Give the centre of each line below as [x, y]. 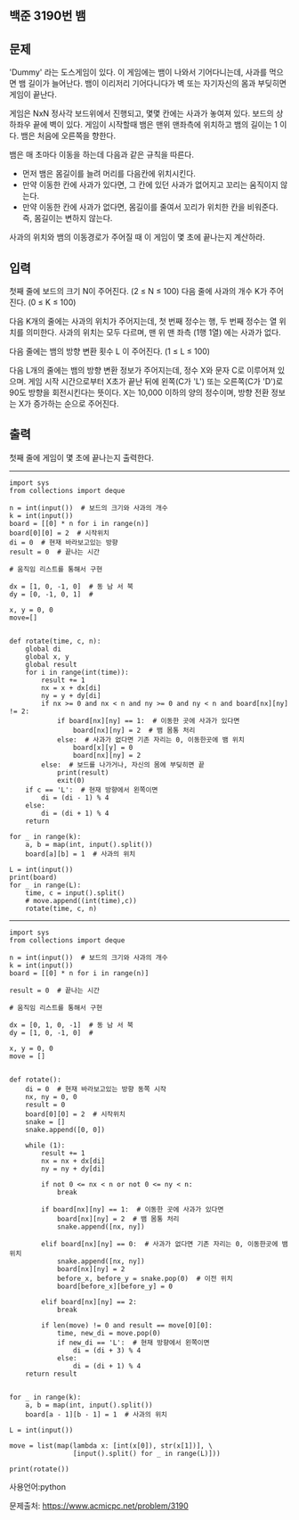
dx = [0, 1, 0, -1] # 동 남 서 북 [71, 1025]
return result [51, 1374]
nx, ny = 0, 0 [51, 1097]
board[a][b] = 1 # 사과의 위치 [81, 854]
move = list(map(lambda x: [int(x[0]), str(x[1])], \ [111, 1446]
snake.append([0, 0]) [65, 1130]
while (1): [45, 1145]
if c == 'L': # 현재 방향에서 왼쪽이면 [92, 790]
